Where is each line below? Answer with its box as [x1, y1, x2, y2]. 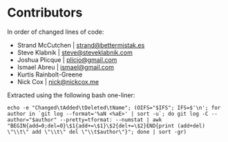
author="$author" [7, 116, 57, 123]
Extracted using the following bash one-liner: [7, 91, 135, 99]
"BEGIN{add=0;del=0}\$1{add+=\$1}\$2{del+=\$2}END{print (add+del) [7, 122, 206, 129]
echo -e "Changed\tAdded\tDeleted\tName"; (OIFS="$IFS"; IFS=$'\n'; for [7, 104, 221, 111]
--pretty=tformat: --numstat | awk [59, 116, 162, 123]
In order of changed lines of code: [7, 28, 104, 36]
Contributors [7, 5, 83, 21]
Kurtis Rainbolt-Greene [17, 70, 83, 79]
